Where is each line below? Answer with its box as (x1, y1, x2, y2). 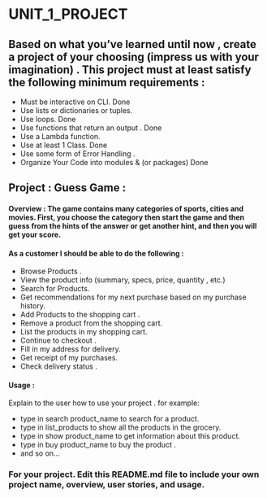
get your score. (8, 229, 62, 239)
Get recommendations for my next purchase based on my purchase (19, 292, 247, 302)
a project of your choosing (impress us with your (8, 50, 260, 63)
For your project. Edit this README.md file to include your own (8, 469, 260, 480)
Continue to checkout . (19, 335, 97, 346)
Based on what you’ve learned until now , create (8, 37, 257, 51)
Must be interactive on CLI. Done (19, 97, 131, 107)
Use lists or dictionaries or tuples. (19, 106, 133, 115)
